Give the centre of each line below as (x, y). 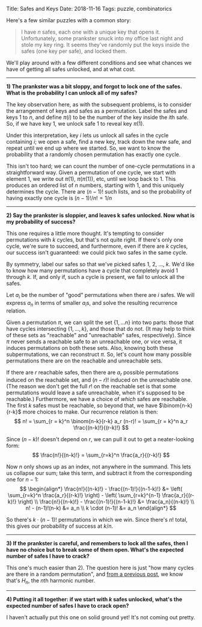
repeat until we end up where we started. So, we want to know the (88, 148)
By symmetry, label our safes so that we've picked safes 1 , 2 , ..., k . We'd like (100, 264)
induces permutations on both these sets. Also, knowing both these (90, 347)
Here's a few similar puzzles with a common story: (69, 20)
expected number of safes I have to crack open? (68, 606)
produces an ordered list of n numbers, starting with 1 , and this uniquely (95, 185)
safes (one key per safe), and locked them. (74, 51)
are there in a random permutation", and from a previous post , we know (95, 574)
